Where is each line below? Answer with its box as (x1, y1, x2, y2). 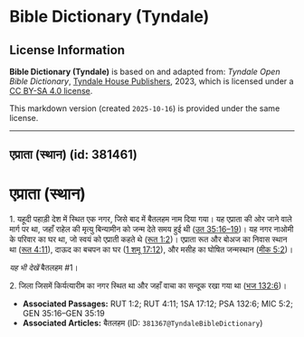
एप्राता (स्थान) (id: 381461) (9, 147, 138, 163)
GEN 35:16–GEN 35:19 (22, 308, 106, 319)
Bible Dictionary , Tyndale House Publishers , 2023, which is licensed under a (9, 76, 294, 87)
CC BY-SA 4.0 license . (9, 86, 93, 96)
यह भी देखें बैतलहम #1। (9, 262, 79, 273)
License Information (9, 42, 125, 58)
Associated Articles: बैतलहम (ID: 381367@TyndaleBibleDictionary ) (22, 318, 263, 329)
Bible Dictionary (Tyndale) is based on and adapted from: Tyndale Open (9, 66, 280, 77)
